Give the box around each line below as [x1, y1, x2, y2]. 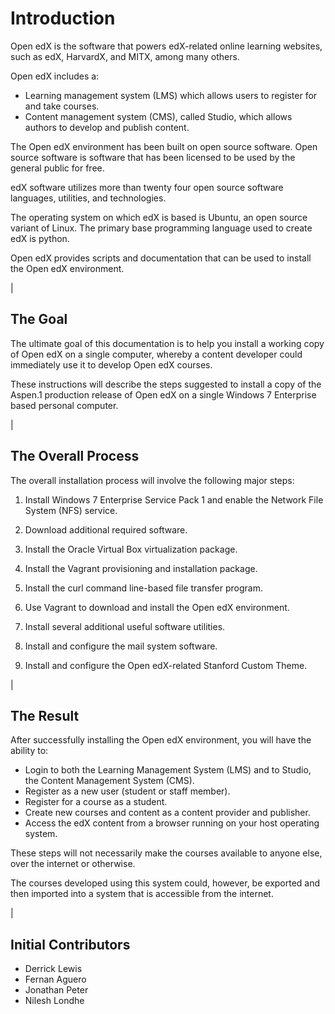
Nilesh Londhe [24, 995, 85, 1007]
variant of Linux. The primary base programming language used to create [10, 222, 313, 234]
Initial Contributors [10, 936, 131, 953]
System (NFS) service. [24, 504, 118, 516]
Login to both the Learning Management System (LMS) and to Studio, [24, 764, 312, 776]
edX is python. [10, 232, 70, 244]
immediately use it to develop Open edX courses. [10, 358, 213, 371]
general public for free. [10, 162, 105, 174]
